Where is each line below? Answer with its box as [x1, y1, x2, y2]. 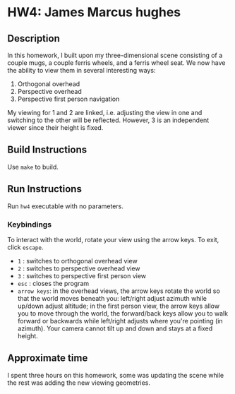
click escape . [7, 243, 44, 251]
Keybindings [7, 220, 52, 229]
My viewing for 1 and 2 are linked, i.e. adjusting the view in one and [7, 109, 203, 117]
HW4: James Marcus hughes [7, 4, 181, 20]
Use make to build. [7, 162, 59, 171]
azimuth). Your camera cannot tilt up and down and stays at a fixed [17, 324, 213, 333]
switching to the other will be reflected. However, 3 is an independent [7, 116, 210, 124]
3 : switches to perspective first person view [17, 271, 147, 280]
